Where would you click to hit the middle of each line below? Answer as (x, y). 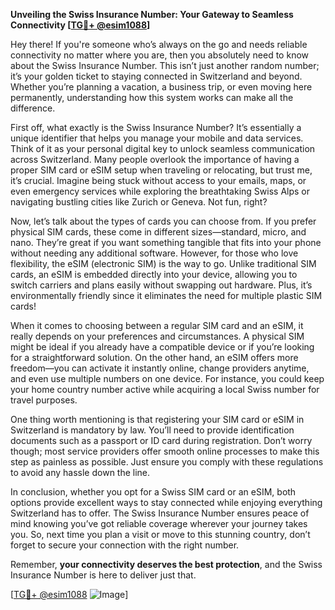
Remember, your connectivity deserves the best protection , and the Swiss (166, 564)
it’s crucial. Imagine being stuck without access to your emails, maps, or (158, 180)
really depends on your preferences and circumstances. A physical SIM (157, 336)
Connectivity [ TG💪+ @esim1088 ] (80, 25)
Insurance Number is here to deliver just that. (103, 575)
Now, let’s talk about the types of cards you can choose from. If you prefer (163, 221)
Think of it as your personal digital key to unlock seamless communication (163, 148)
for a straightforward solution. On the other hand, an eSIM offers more (154, 357)
